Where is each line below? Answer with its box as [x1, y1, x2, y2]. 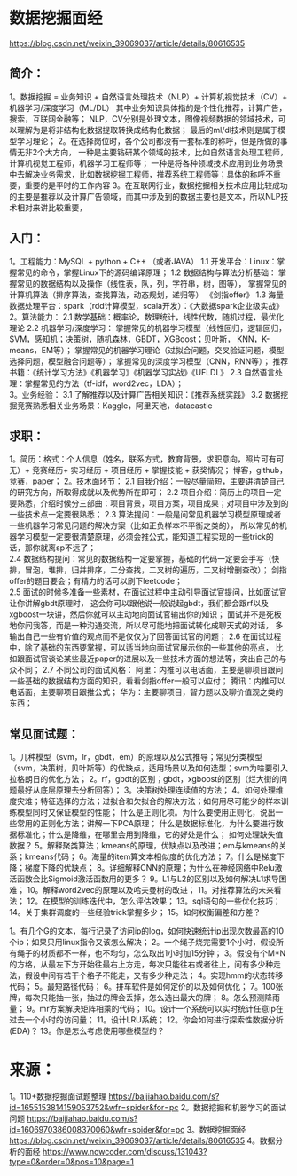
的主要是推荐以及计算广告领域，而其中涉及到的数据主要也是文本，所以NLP [9, 191, 281, 201]
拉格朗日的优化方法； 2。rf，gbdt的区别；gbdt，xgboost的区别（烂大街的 [9, 774, 280, 785]
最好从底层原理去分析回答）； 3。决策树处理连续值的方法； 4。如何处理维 [16, 785, 284, 795]
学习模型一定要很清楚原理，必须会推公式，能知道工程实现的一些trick [16, 532, 267, 542]
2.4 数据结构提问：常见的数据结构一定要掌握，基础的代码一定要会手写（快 [9, 554, 280, 564]
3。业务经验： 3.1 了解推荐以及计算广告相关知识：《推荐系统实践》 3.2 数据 [9, 389, 281, 399]
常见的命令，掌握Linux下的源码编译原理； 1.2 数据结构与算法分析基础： [16, 267, 277, 278]
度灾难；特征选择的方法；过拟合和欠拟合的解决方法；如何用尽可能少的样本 [9, 796, 281, 807]
